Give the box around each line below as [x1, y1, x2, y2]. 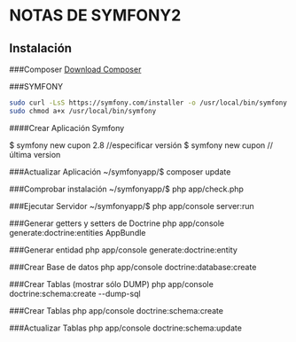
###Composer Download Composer [9, 64, 142, 74]
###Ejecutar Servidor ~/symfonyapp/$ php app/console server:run [9, 200, 254, 211]
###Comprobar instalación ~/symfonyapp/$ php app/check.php [9, 183, 244, 194]
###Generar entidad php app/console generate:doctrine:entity [9, 245, 238, 255]
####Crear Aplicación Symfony [9, 122, 125, 133]
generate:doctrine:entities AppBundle [9, 227, 146, 237]
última [9, 149, 32, 159]
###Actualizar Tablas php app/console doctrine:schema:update [9, 323, 242, 333]
